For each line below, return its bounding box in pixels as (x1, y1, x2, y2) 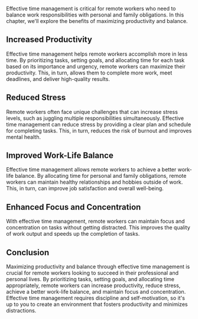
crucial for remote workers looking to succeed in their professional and (6, 269, 179, 276)
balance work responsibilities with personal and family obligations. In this (6, 11, 184, 18)
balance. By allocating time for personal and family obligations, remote (14, 172, 187, 180)
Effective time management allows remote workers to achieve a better (6, 166, 177, 173)
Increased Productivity (6, 35, 93, 45)
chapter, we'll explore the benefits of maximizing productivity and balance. (6, 18, 188, 24)
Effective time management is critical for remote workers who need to (6, 5, 176, 12)
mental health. (6, 133, 41, 141)
